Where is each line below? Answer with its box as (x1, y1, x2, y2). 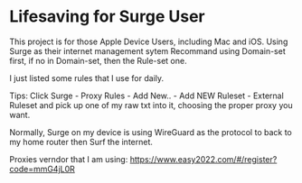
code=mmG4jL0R (9, 163, 75, 174)
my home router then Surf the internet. (9, 136, 154, 147)
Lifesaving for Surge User (9, 6, 205, 27)
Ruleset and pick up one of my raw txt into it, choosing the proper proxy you (9, 99, 293, 110)
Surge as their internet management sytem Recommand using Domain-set (9, 45, 287, 56)
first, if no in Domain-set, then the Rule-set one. (9, 55, 187, 66)
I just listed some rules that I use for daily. (9, 72, 165, 83)
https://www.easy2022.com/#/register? (129, 153, 278, 164)
